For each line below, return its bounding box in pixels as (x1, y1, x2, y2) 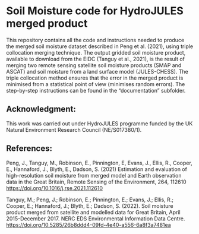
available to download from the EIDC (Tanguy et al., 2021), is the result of (6, 55, 185, 62)
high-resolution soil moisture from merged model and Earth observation (6, 172, 182, 179)
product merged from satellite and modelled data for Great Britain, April (6, 208, 181, 216)
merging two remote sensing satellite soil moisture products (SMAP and (6, 61, 182, 69)
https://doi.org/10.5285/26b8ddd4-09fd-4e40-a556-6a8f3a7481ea (6, 221, 171, 228)
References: (6, 144, 52, 154)
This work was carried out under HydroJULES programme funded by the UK (6, 120, 193, 127)
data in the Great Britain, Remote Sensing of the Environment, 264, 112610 (6, 178, 187, 185)
